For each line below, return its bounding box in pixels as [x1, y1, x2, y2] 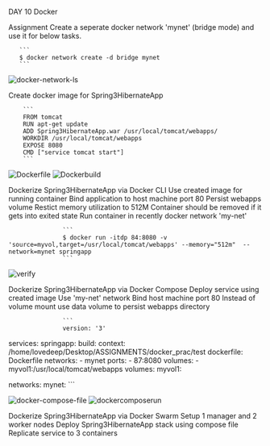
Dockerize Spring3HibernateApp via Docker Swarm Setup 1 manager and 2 [8, 411, 258, 420]
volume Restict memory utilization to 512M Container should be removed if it [8, 202, 262, 212]
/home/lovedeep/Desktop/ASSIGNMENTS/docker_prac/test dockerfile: [8, 347, 243, 356]
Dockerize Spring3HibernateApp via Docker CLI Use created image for [8, 185, 243, 194]
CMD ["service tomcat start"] [23, 148, 125, 156]
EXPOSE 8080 [23, 141, 63, 149]
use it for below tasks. [8, 31, 82, 40]
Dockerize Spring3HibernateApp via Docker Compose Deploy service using [8, 285, 260, 294]
